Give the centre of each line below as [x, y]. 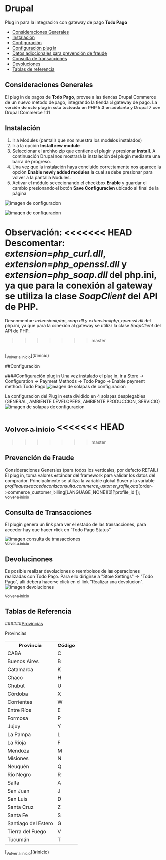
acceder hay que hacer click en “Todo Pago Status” [58, 530]
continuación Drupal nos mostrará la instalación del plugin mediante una [86, 156]
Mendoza [19, 751]
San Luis [18, 799]
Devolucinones [29, 559]
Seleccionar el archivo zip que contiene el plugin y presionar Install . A [84, 151]
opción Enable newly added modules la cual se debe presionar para [82, 172]
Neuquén [18, 766]
